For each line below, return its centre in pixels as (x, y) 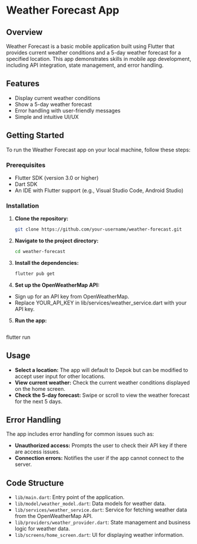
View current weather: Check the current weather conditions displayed (102, 383)
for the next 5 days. (38, 401)
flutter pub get (35, 273)
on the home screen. (40, 388)
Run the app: (31, 320)
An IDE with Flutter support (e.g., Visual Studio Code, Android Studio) (99, 190)
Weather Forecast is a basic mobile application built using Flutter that (90, 46)
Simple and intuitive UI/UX (46, 116)
